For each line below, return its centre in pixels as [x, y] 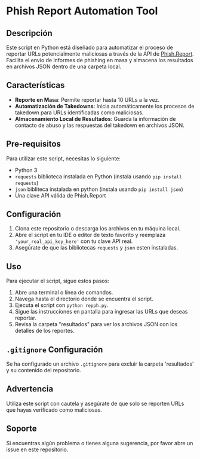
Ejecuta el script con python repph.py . [61, 305]
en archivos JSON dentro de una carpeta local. [64, 66]
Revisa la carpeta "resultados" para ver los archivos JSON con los [96, 324]
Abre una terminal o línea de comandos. [64, 293]
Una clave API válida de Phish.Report [60, 195]
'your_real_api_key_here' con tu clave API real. [74, 241]
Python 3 [26, 170]
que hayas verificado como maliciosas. [54, 410]
